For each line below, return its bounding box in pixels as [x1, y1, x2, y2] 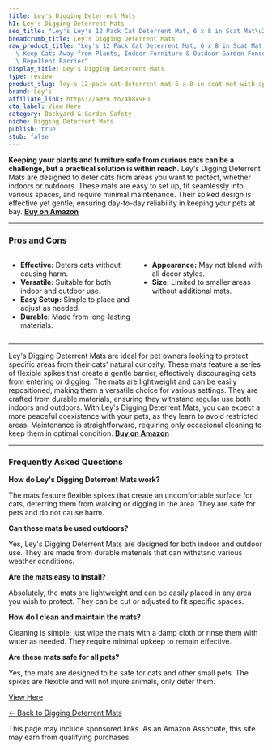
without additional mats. [151, 286, 232, 295]
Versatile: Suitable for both [19, 277, 112, 287]
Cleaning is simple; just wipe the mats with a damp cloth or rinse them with [8, 628, 258, 638]
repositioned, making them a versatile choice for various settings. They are [8, 385, 258, 394]
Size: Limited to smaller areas [151, 277, 251, 287]
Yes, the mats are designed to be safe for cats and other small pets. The [8, 668, 249, 678]
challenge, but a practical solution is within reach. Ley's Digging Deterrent [8, 163, 261, 173]
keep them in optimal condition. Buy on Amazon [8, 428, 170, 438]
